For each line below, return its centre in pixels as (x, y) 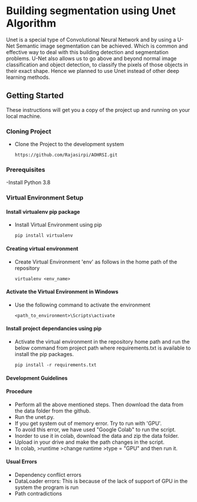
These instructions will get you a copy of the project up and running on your (98, 109)
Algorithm (31, 23)
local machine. (24, 116)
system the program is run (46, 487)
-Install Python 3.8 (29, 182)
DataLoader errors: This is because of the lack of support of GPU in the (101, 481)
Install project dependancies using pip (54, 328)
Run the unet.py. (34, 417)
